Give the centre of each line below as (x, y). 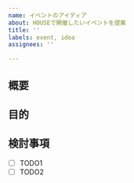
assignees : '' (31, 45)
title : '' (24, 30)
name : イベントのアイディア (48, 15)
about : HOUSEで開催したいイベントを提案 (67, 23)
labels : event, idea (42, 37)
